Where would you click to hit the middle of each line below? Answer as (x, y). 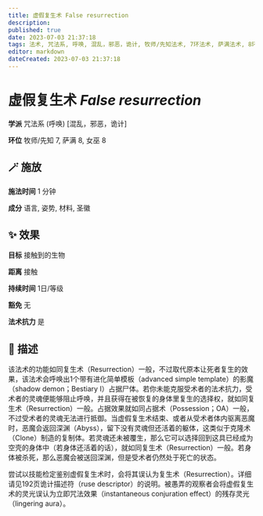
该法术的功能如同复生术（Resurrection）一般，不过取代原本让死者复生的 (124, 369)
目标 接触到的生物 (36, 255)
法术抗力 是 (26, 322)
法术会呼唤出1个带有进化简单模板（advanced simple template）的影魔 (141, 379)
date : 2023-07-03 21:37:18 (52, 37)
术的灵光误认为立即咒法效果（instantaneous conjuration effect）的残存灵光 (129, 494)
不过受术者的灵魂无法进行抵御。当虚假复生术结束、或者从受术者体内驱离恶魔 (131, 418)
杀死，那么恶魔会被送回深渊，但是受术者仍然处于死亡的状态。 (121, 458)
